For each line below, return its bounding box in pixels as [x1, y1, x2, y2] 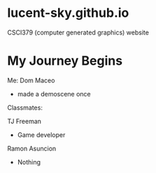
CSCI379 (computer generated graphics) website [7, 28, 149, 37]
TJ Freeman [7, 117, 42, 125]
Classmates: [7, 103, 43, 112]
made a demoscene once [17, 89, 91, 98]
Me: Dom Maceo [7, 76, 55, 84]
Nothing [17, 158, 41, 166]
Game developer [17, 130, 66, 139]
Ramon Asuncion [7, 144, 57, 153]
